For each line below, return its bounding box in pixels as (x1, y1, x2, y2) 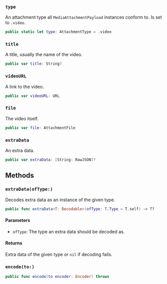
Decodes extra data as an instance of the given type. (5, 197, 116, 203)
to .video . (5, 20, 26, 26)
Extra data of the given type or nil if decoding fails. (5, 251, 113, 257)
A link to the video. (5, 83, 44, 89)
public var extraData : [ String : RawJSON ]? (5, 157, 96, 162)
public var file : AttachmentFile (5, 125, 76, 130)
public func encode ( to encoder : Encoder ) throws (5, 274, 109, 279)
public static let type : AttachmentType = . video (5, 29, 112, 34)
